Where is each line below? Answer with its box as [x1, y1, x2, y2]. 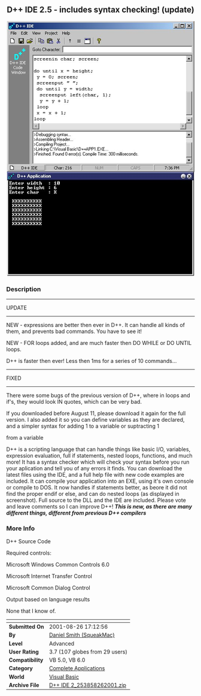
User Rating [8, 648, 39, 655]
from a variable [6, 434, 44, 441]
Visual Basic [48, 673, 80, 680]
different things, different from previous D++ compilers [6, 509, 147, 517]
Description [6, 285, 41, 293]
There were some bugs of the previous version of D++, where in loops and [6, 392, 190, 399]
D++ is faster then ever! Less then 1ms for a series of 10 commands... [6, 358, 177, 365]
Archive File [8, 681, 39, 688]
